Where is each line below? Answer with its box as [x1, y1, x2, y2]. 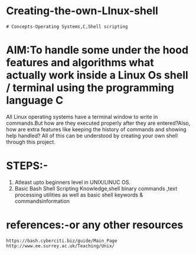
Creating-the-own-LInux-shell [6, 4, 158, 18]
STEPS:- [6, 159, 48, 173]
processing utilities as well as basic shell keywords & [14, 191, 143, 198]
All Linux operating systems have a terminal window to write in [6, 113, 158, 120]
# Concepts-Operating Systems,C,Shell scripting [6, 24, 128, 30]
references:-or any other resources [6, 218, 184, 231]
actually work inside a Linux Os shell [6, 69, 189, 82]
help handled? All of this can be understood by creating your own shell [6, 132, 178, 139]
